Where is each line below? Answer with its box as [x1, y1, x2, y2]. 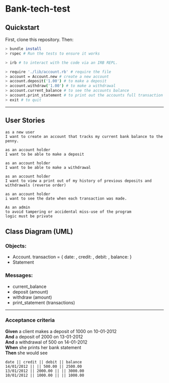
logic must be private [5, 213, 53, 219]
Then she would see [5, 350, 48, 356]
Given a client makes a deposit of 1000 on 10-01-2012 [5, 328, 117, 334]
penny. [5, 138, 19, 143]
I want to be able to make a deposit [5, 152, 84, 157]
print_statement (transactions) [12, 299, 75, 306]
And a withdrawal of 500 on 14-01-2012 [5, 339, 88, 345]
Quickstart [5, 23, 40, 32]
